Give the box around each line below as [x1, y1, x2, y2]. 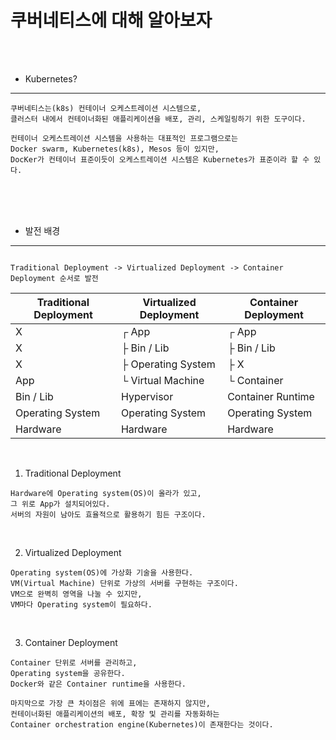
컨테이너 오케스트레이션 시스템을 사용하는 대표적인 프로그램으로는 [10, 133, 238, 143]
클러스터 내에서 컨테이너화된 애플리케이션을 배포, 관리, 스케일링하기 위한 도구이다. [10, 114, 307, 124]
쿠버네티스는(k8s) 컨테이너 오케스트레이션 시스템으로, [10, 103, 202, 113]
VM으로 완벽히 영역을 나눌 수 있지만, [10, 589, 143, 599]
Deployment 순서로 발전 [10, 273, 99, 283]
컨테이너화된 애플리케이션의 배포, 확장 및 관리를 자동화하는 [10, 709, 220, 719]
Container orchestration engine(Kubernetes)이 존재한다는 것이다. [10, 719, 274, 730]
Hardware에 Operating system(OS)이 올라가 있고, [10, 488, 202, 498]
